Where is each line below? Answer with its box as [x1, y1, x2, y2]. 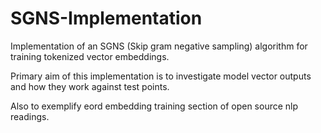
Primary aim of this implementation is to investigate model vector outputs [10, 70, 312, 82]
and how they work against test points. [10, 80, 170, 92]
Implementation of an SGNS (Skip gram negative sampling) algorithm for [10, 40, 308, 52]
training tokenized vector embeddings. [10, 50, 170, 62]
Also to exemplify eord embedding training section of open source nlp [10, 100, 299, 112]
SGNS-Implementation [10, 7, 203, 30]
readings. [10, 110, 50, 122]
